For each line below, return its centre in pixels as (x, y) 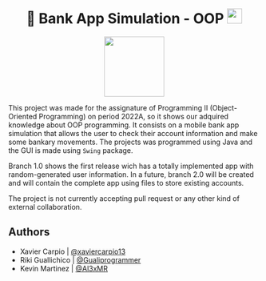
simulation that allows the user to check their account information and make (133, 133)
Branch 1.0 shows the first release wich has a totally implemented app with (131, 166)
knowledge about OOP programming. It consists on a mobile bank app (124, 125)
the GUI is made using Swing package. (71, 150)
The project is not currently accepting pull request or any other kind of (124, 198)
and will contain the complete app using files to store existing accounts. (126, 183)
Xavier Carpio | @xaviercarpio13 (73, 251)
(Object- (224, 107)
